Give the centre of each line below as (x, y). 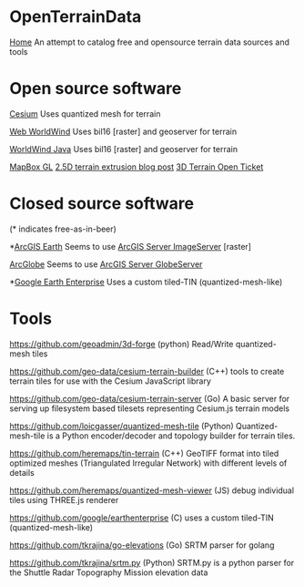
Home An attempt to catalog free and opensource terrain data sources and (149, 42)
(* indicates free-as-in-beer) (63, 229)
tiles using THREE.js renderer (64, 499)
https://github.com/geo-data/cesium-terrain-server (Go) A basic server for (150, 398)
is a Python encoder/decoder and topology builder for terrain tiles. (171, 436)
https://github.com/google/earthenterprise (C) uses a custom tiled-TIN (142, 518)
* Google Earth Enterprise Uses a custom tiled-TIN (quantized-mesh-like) (146, 282)
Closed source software (101, 204)
